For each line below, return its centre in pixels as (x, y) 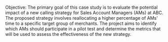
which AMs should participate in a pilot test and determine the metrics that (83, 29)
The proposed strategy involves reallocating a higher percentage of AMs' (82, 18)
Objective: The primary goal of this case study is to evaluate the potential (81, 7)
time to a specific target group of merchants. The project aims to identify (81, 23)
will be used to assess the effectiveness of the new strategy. (68, 34)
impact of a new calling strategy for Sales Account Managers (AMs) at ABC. (84, 13)
